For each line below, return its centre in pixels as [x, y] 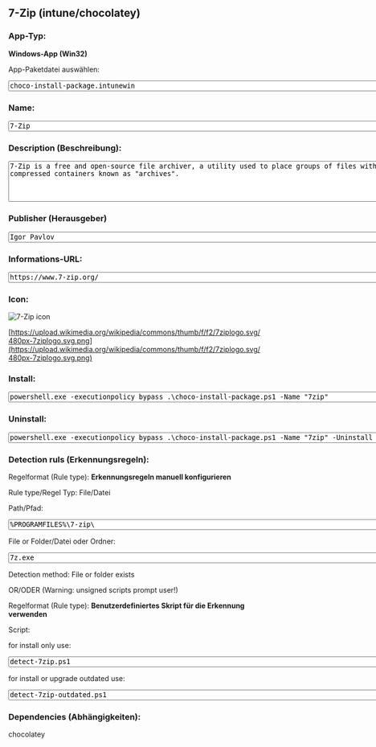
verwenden [28, 614]
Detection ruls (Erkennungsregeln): [79, 459]
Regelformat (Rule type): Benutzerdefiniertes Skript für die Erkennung [127, 605]
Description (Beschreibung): [65, 148]
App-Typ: [27, 36]
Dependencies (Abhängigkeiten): [75, 716]
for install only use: [40, 646]
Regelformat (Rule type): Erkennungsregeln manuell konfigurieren [120, 477]
